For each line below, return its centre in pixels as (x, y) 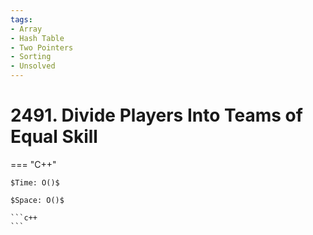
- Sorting (31, 57)
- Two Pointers (42, 47)
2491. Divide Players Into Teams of (156, 115)
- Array (26, 29)
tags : (21, 19)
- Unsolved (33, 66)
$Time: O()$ (35, 182)
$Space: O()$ (37, 200)
